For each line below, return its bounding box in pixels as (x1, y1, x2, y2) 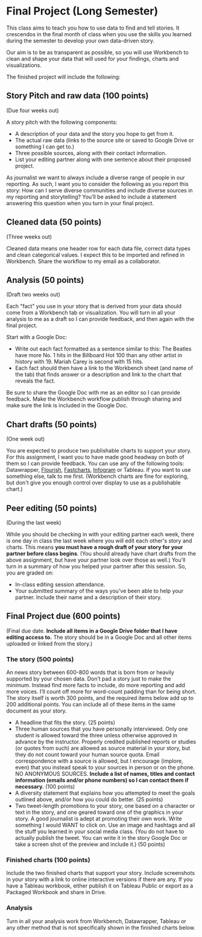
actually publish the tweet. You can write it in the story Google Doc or (14, 834, 188, 842)
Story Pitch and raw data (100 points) (6, 91, 149, 101)
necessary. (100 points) (14, 783, 75, 790)
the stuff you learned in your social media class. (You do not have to (14, 828, 185, 835)
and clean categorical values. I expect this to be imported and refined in (6, 251, 185, 258)
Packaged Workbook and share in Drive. (6, 889, 107, 896)
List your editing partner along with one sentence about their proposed (14, 156, 191, 163)
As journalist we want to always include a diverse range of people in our (6, 174, 185, 181)
